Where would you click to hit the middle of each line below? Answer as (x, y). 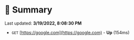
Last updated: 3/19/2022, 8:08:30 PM (43, 23)
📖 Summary (28, 10)
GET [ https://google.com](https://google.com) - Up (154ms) (70, 32)
